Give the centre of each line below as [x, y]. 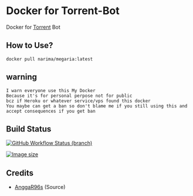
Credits [20, 173]
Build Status [29, 129]
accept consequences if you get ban [51, 111]
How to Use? [30, 45]
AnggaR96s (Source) [40, 187]
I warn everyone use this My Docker [51, 90]
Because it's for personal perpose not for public [69, 96]
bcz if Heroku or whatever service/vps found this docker [78, 101]
